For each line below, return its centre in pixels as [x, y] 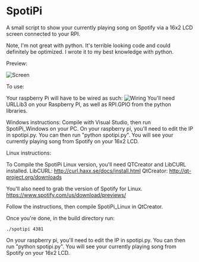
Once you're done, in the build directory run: [60, 218]
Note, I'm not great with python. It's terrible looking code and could [89, 45]
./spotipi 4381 [25, 229]
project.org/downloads [34, 177]
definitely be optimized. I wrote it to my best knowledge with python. [90, 51]
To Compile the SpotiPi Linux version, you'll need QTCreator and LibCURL [96, 164]
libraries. [17, 110]
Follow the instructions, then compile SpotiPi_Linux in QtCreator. [85, 206]
